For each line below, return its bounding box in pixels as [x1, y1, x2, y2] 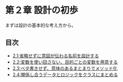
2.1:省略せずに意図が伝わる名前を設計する [12, 52, 99, 58]
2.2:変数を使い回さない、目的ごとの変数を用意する [12, 59, 118, 65]
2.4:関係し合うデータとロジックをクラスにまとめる [12, 71, 118, 77]
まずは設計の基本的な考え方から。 [5, 22, 76, 28]
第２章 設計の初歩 [5, 5, 78, 16]
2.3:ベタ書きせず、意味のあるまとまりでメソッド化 [12, 65, 117, 71]
